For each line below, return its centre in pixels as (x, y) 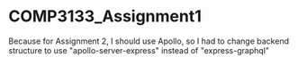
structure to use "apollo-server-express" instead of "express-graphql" (139, 50)
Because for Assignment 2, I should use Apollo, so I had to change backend (149, 41)
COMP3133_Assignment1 (105, 16)
